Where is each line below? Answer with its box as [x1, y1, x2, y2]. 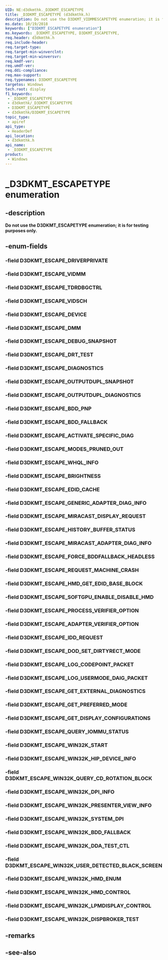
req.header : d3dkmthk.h [5, 36, 55, 41]
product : [5, 152, 23, 157]
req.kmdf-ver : [5, 59, 35, 64]
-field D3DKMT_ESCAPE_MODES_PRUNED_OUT [5, 445, 124, 452]
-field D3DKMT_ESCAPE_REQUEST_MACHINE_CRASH [5, 567, 139, 574]
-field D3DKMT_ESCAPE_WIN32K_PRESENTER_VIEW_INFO [5, 801, 152, 808]
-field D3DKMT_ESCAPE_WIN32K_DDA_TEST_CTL [5, 842, 130, 849]
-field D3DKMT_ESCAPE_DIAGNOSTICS [5, 365, 104, 372]
